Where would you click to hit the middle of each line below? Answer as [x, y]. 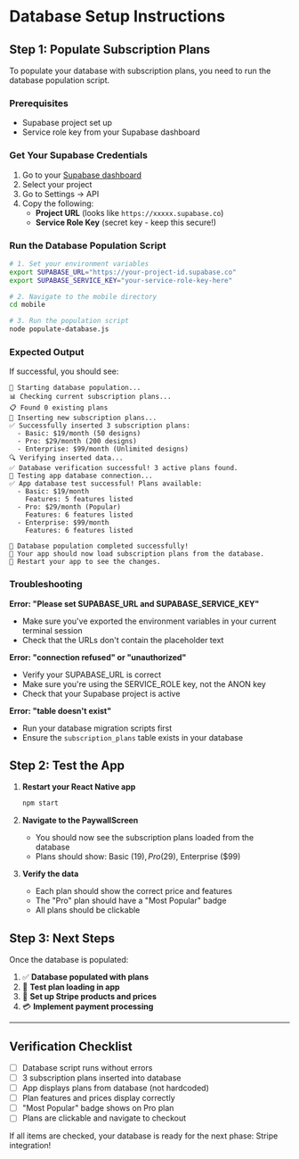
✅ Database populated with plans [85, 977]
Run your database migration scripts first [97, 728]
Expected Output [47, 352]
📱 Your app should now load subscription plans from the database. [137, 554]
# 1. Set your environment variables [79, 264]
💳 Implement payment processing [88, 1006]
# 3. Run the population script [69, 321]
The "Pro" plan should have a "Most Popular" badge [131, 901]
